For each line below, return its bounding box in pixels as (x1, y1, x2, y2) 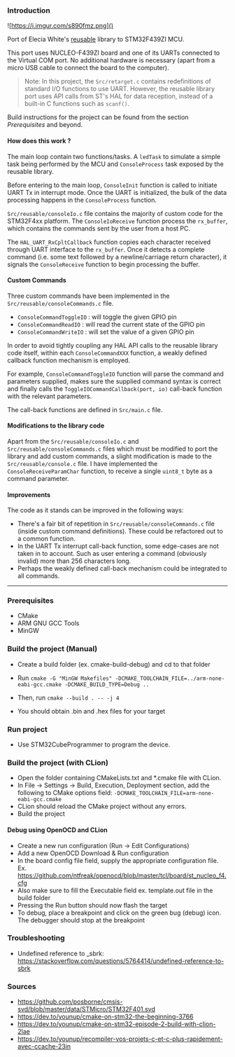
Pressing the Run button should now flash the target (17, 901, 168, 909)
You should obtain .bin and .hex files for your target (17, 707, 166, 715)
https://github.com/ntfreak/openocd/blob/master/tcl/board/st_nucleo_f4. (17, 871, 227, 880)
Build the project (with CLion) (7, 758, 108, 768)
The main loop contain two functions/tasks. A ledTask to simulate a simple (7, 152, 221, 161)
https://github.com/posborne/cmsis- (17, 997, 123, 1006)
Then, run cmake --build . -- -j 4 (17, 693, 120, 702)
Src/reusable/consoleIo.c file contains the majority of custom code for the (7, 209, 223, 217)
